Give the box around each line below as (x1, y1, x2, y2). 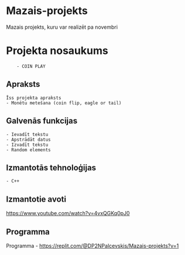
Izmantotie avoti (6, 194, 66, 204)
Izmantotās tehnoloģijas (6, 162, 97, 172)
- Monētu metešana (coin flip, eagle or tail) (6, 100, 122, 106)
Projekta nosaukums (6, 44, 108, 57)
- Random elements (6, 147, 51, 153)
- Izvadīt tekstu (6, 142, 49, 148)
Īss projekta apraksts (6, 95, 61, 101)
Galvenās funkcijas (6, 116, 78, 126)
